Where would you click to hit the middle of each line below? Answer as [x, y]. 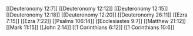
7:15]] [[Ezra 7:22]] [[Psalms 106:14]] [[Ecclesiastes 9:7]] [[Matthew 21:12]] [96, 21]
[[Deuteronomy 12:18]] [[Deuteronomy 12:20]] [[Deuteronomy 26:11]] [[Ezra [97, 15]
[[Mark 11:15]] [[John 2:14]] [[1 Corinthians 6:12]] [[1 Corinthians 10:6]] [90, 27]
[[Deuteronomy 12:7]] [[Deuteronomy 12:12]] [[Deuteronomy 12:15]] [87, 9]
